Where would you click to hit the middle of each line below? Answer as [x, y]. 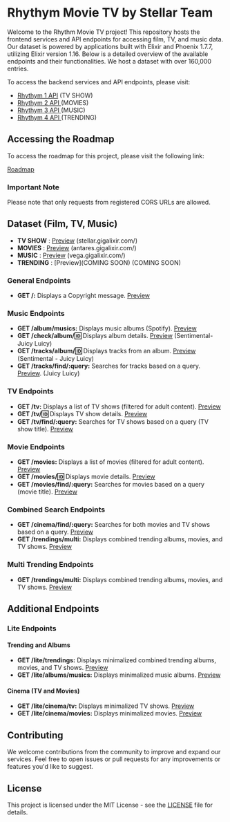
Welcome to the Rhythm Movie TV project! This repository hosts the [104, 32]
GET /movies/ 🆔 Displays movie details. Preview [86, 477]
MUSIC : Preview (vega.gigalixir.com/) [71, 255]
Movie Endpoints [36, 447]
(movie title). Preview [47, 492]
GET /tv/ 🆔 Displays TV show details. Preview [82, 413]
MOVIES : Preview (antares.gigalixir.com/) [77, 247]
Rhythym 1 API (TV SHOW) [55, 95]
